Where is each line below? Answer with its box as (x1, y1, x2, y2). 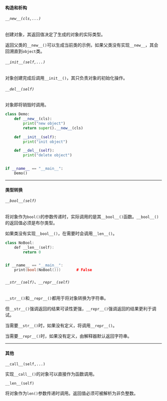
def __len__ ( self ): (14, 245, 55, 250)
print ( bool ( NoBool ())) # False (14, 268, 92, 273)
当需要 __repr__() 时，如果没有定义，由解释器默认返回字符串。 (5, 333, 132, 339)
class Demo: (5, 112, 30, 117)
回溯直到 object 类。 (5, 48, 45, 54)
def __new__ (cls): (14, 116, 52, 121)
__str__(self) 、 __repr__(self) (5, 279, 70, 285)
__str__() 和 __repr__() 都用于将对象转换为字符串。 (5, 295, 109, 301)
